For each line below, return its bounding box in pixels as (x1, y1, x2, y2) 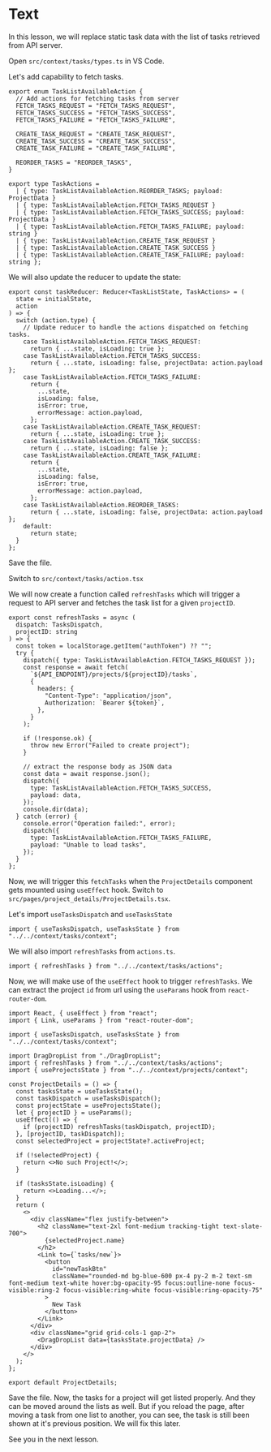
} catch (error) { (15, 812, 79, 821)
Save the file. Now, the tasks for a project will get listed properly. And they (8, 1393, 256, 1402)
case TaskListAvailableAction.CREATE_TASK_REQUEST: (23, 423, 201, 431)
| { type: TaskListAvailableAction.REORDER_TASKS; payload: (15, 187, 223, 195)
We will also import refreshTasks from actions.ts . (8, 946, 176, 956)
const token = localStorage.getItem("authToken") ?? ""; (15, 642, 213, 650)
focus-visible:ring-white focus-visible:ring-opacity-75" (62, 1286, 264, 1295)
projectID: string (15, 627, 79, 636)
